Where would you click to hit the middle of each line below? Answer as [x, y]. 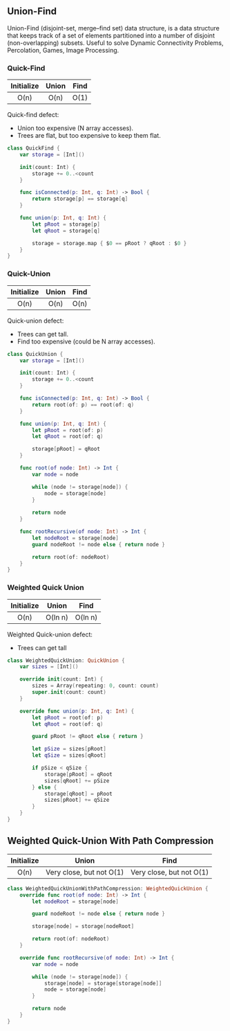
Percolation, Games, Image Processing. [63, 50]
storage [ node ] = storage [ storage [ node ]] [103, 983]
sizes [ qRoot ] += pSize [77, 781]
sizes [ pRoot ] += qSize [77, 800]
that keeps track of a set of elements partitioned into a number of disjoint [111, 35]
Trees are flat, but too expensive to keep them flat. [89, 136]
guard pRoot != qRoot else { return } [88, 737]
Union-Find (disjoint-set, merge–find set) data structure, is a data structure [113, 28]
